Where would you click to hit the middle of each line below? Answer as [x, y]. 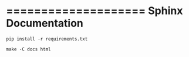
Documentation [45, 23]
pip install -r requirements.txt [47, 39]
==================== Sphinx [95, 11]
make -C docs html [28, 49]
